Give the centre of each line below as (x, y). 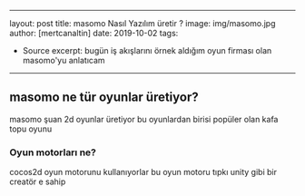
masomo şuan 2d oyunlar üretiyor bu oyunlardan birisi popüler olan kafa (144, 119)
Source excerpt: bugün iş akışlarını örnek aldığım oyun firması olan (147, 50)
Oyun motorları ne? (53, 152)
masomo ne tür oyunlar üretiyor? (104, 98)
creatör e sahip (38, 181)
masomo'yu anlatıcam (64, 60)
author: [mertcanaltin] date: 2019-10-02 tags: (94, 33)
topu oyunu (31, 129)
